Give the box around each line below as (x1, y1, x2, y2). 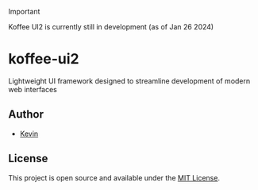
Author (8, 107, 44, 122)
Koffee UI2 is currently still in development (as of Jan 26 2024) (8, 22, 214, 31)
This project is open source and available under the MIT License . (8, 173, 221, 182)
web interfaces (8, 84, 58, 94)
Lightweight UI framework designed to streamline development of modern (8, 76, 251, 86)
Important (8, 7, 40, 16)
